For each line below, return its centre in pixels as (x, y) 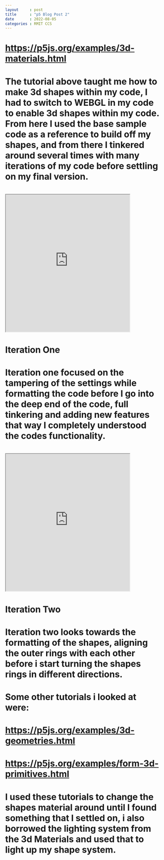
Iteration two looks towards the (71, 632)
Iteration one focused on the (65, 373)
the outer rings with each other (70, 653)
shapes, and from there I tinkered (75, 145)
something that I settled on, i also (75, 818)
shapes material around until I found (81, 807)
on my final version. (47, 176)
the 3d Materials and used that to (75, 839)
